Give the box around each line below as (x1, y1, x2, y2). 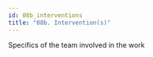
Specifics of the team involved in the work (8, 40, 145, 49)
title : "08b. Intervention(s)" (8, 19, 111, 27)
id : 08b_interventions (8, 11, 83, 20)
